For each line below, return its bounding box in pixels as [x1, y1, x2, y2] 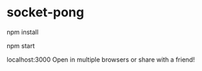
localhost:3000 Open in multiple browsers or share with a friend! [6, 55, 196, 64]
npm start [6, 41, 35, 50]
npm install [6, 28, 39, 36]
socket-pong [6, 4, 84, 21]
